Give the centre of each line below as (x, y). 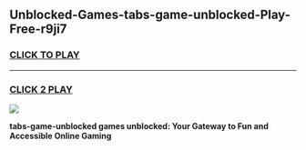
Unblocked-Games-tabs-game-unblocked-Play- (150, 15)
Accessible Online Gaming (61, 135)
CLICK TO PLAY (45, 55)
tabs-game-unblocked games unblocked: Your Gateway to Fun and (139, 125)
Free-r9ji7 (38, 30)
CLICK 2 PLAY (41, 89)
